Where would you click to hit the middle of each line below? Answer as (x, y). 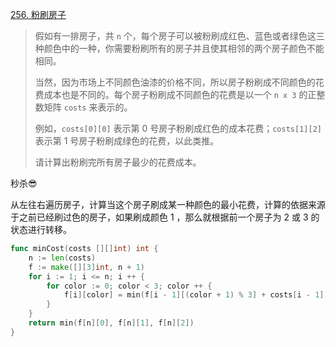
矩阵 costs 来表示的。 (88, 107)
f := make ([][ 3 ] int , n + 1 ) (86, 267)
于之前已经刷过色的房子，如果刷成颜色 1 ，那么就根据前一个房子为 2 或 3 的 (165, 217)
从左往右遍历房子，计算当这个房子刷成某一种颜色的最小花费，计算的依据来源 (168, 204)
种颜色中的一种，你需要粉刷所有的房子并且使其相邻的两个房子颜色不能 (179, 48)
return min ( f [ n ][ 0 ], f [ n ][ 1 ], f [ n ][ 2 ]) (111, 323)
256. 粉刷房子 (38, 14)
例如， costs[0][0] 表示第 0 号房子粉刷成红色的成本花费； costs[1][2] (178, 128)
